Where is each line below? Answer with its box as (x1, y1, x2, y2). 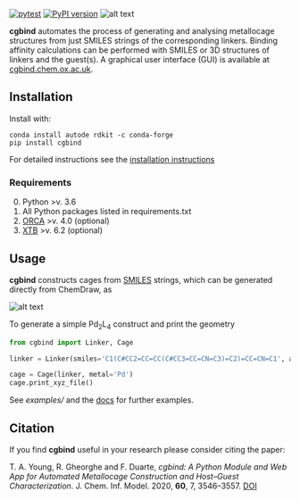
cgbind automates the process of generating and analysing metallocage (9, 26, 275, 36)
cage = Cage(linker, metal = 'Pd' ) (9, 371, 134, 379)
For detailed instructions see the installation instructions (9, 154, 215, 164)
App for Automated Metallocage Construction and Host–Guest (9, 471, 239, 482)
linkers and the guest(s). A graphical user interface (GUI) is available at (9, 54, 270, 64)
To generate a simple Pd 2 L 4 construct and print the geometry (9, 318, 235, 331)
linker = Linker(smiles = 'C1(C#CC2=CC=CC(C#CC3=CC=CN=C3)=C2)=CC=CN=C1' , (9, 354, 286, 363)
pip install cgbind (9, 138, 82, 147)
